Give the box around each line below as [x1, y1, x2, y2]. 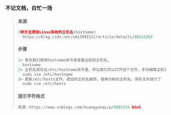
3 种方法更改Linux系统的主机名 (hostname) [17, 30, 97, 35]
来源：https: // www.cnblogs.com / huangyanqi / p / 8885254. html [17, 104, 141, 110]
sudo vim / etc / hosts [22, 81, 66, 87]
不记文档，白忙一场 [5, 4, 52, 11]
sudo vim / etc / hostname [22, 72, 73, 77]
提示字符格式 [17, 93, 45, 99]
